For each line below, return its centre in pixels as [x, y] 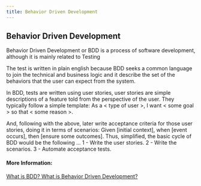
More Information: [29, 163]
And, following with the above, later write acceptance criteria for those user [100, 124]
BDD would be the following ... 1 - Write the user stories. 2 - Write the [91, 143]
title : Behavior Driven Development [52, 12]
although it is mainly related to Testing [53, 57]
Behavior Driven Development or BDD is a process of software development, [101, 50]
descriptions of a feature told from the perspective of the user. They [90, 99]
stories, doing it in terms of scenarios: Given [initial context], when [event [97, 130]
